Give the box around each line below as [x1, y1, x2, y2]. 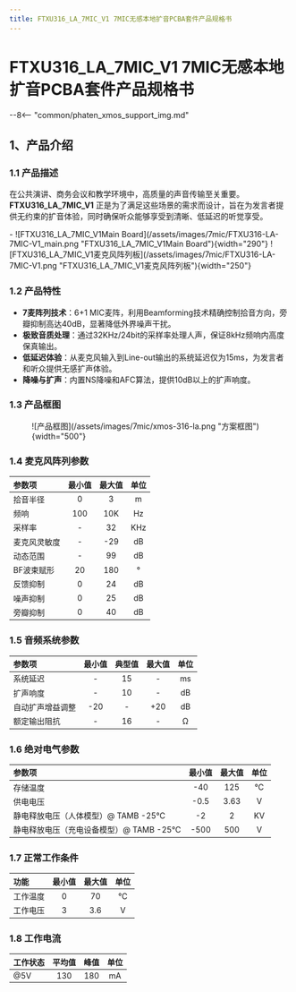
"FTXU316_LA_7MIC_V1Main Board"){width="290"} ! [80, 238, 273, 250]
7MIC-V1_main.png [9, 238, 79, 250]
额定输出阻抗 [13, 716, 61, 727]
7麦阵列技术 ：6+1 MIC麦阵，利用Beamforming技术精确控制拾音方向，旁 [21, 307, 288, 318]
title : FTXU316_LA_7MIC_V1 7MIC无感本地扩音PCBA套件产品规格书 [9, 14, 233, 23]
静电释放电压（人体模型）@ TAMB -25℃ [13, 810, 166, 821]
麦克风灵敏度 [13, 536, 61, 547]
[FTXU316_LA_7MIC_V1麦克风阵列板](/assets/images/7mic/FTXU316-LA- [9, 249, 276, 260]
